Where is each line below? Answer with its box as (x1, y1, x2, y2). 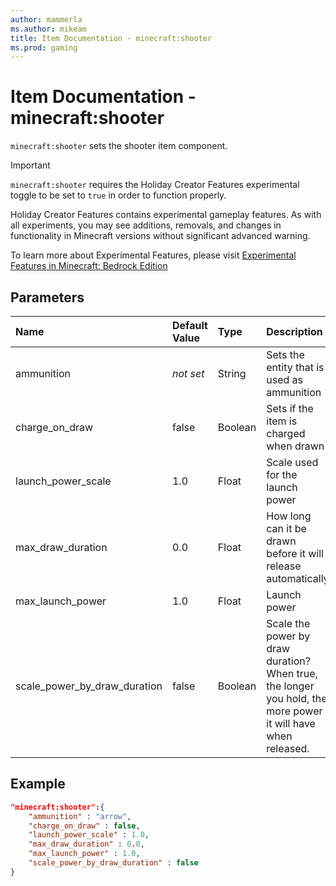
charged (266, 427, 306, 440)
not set (171, 367, 205, 380)
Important (10, 159, 51, 171)
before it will (266, 547, 324, 560)
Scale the (266, 617, 311, 630)
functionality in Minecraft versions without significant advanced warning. (10, 230, 311, 242)
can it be (266, 522, 307, 535)
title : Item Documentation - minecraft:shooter (10, 33, 213, 43)
